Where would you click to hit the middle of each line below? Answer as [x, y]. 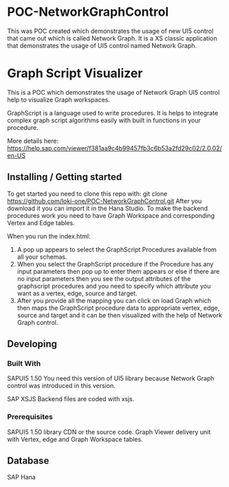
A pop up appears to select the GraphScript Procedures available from [117, 249]
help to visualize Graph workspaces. [58, 100]
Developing [32, 344]
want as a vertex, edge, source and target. [77, 293]
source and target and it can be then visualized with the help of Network [119, 315]
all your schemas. [42, 257]
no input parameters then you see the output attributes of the [104, 278]
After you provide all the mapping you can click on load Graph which [114, 300]
